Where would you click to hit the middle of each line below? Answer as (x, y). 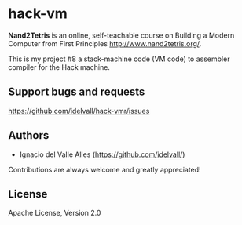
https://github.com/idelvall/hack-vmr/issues (79, 111)
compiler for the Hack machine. (59, 67)
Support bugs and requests (77, 92)
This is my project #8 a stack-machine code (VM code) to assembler (119, 59)
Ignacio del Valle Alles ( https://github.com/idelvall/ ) (102, 154)
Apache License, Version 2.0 (55, 213)
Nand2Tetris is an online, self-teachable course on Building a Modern (121, 35)
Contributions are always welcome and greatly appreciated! (105, 169)
